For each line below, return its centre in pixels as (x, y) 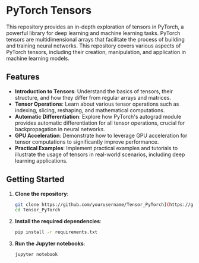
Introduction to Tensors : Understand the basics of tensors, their (94, 91)
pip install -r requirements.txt (56, 232)
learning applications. (41, 160)
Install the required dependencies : (58, 221)
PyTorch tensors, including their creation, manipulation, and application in (96, 52)
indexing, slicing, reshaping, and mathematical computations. (90, 110)
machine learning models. (38, 58)
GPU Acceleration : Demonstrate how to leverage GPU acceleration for (101, 135)
